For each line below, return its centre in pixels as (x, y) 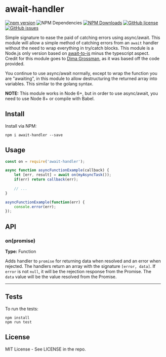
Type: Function (21, 251)
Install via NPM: (21, 126)
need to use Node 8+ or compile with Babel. (50, 98)
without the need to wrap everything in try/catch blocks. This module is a (80, 48)
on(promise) (20, 241)
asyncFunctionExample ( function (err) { (45, 202)
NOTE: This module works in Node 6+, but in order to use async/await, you (82, 93)
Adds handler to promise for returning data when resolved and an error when (83, 261)
